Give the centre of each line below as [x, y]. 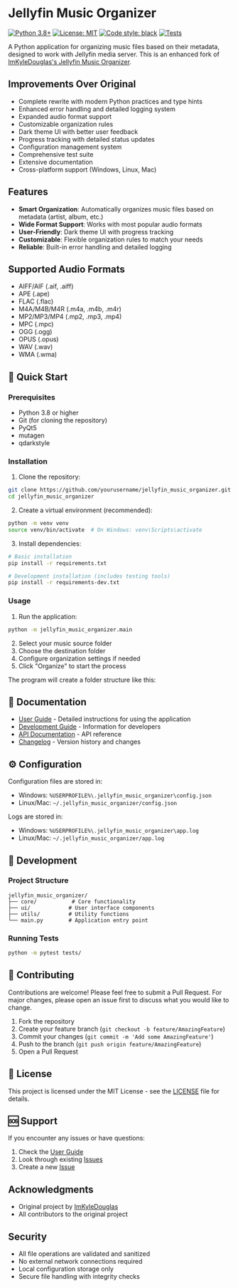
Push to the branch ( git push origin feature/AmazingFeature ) [110, 1044]
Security [27, 1236]
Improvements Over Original [72, 84]
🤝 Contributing [41, 975]
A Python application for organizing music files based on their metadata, [114, 46]
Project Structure [38, 881]
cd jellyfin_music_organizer [51, 497]
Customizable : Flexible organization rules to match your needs [110, 239]
